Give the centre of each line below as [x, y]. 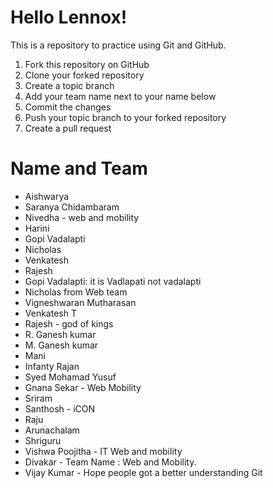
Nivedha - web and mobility [82, 217]
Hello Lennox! [69, 17]
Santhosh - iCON [60, 408]
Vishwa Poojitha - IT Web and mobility [103, 451]
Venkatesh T [50, 313]
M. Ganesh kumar [61, 345]
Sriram [38, 398]
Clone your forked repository [84, 75]
